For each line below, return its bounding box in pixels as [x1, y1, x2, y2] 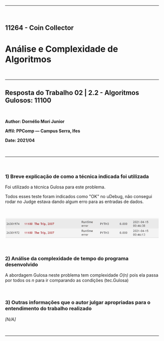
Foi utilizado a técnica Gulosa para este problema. [5, 184, 106, 190]
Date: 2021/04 [5, 138, 35, 143]
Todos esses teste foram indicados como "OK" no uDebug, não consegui [5, 194, 152, 200]
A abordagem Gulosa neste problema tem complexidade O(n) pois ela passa [5, 272, 159, 278]
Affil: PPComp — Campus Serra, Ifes [5, 128, 81, 134]
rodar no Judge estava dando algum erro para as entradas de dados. [5, 199, 144, 205]
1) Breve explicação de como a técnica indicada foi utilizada [5, 173, 149, 180]
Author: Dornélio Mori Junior [5, 119, 65, 124]
